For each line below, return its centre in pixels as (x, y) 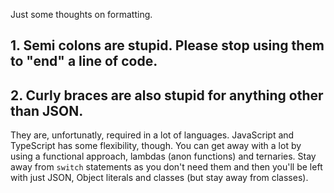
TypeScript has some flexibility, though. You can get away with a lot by (156, 146)
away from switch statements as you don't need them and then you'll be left (166, 167)
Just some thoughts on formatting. (81, 14)
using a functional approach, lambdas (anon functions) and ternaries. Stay (163, 156)
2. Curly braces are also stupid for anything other (167, 95)
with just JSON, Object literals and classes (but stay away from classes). (159, 178)
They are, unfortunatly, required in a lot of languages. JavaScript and (152, 135)
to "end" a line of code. (84, 61)
